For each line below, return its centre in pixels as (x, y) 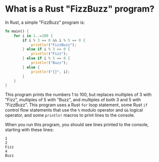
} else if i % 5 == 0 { (46, 58)
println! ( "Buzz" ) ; (49, 63)
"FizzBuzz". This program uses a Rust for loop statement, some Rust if (76, 105)
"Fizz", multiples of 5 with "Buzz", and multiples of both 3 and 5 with (73, 100)
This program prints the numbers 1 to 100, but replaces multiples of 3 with (79, 95)
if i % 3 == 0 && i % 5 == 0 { (54, 40)
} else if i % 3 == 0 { (46, 49)
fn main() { (17, 31)
